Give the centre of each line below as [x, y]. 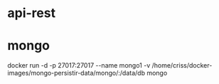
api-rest [31, 13]
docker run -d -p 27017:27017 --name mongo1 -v [79, 65]
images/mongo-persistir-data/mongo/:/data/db [76, 73]
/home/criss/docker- [182, 65]
